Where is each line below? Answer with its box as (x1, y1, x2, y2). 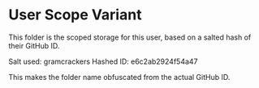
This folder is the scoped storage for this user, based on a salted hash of (8, 32, 252, 42)
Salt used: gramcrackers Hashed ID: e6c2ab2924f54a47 (8, 57, 198, 66)
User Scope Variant (8, 6, 142, 24)
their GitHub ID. (8, 40, 60, 50)
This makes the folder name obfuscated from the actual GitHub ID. (8, 72, 231, 82)
